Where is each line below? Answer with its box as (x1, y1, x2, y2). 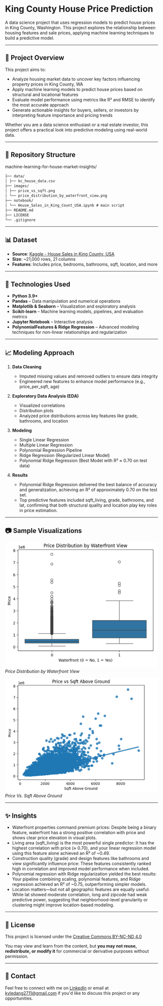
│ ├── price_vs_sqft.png (5, 188, 55, 193)
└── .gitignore (5, 218, 36, 222)
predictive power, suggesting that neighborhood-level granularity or (12, 897, 148, 903)
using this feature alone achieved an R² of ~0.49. (12, 850, 110, 856)
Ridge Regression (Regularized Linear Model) (19, 453, 110, 458)
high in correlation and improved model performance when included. (12, 866, 149, 872)
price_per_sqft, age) (19, 384, 60, 389)
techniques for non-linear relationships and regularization (12, 329, 127, 335)
